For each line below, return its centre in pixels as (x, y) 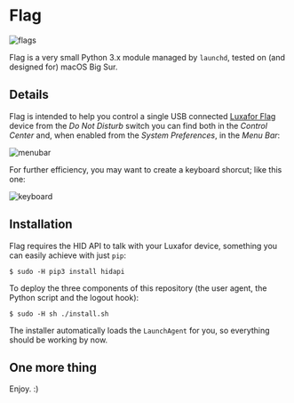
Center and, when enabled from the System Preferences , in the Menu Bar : (145, 135)
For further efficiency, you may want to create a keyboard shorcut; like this (146, 169)
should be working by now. (59, 340)
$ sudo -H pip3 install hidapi (67, 271)
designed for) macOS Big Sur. (64, 67)
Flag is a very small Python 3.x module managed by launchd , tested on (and (147, 57)
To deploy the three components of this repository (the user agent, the (138, 288)
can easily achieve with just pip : (68, 255)
